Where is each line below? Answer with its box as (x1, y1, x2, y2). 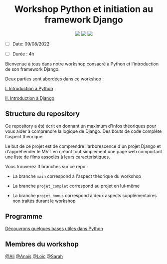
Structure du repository (5, 110, 80, 118)
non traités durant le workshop (12, 198, 76, 204)
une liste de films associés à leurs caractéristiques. (5, 154, 111, 160)
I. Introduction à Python (5, 86, 53, 92)
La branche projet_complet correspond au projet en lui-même (12, 183, 140, 189)
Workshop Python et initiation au (14, 3, 154, 15)
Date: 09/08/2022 (12, 41, 50, 47)
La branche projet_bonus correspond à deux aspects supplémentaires (12, 192, 157, 198)
